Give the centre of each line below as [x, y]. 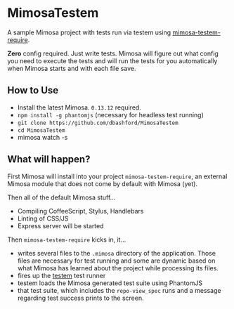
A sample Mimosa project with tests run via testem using [89, 32]
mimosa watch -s [43, 137]
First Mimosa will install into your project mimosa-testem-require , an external [117, 176]
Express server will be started [60, 225]
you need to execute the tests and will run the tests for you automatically [112, 60]
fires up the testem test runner [61, 275]
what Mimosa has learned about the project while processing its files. [118, 268]
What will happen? [49, 159]
